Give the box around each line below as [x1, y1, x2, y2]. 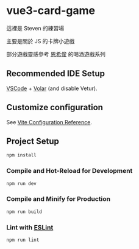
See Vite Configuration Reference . [6, 118, 93, 125]
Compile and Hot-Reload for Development [6, 167, 133, 175]
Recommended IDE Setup [6, 68, 105, 79]
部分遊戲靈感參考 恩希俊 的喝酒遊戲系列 [6, 50, 105, 58]
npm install [6, 152, 37, 158]
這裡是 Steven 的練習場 [6, 24, 65, 32]
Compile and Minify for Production [6, 195, 111, 203]
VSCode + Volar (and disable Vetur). [6, 85, 98, 92]
